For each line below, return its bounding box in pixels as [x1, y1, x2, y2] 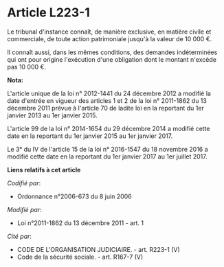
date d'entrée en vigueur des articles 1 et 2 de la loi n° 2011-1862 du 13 [7, 96, 208, 104]
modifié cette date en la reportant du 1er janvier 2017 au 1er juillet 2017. [7, 152, 208, 161]
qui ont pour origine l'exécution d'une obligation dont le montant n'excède [7, 55, 216, 63]
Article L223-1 [7, 5, 91, 21]
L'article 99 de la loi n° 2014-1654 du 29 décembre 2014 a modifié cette [7, 124, 211, 132]
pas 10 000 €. [7, 62, 47, 71]
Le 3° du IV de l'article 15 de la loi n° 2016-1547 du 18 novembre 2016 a [7, 145, 208, 153]
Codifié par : [7, 178, 41, 187]
